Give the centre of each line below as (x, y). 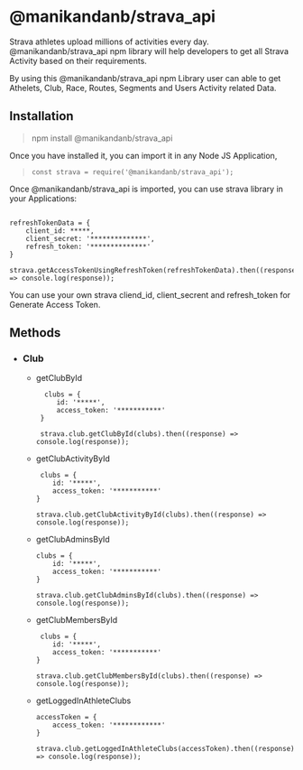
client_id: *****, (60, 231)
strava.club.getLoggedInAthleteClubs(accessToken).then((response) (165, 749)
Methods (35, 333)
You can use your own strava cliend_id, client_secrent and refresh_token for (150, 294)
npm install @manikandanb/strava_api (102, 138)
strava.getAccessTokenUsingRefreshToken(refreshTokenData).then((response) (155, 270)
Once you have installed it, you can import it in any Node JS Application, (143, 155)
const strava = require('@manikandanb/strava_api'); (133, 172)
